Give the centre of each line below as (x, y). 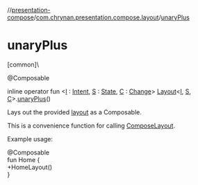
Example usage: (30, 139)
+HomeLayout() (30, 167)
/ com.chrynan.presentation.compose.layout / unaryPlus (112, 17)
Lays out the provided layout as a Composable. (75, 112)
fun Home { (24, 159)
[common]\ (23, 64)
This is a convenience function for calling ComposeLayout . (91, 125)
